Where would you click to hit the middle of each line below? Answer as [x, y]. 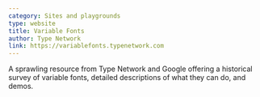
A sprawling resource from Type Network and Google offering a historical [130, 69]
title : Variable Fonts [46, 31]
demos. [21, 86]
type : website [32, 23]
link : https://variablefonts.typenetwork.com [86, 46]
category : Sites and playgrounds [65, 16]
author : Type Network [45, 38]
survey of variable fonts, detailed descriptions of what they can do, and [127, 78]
